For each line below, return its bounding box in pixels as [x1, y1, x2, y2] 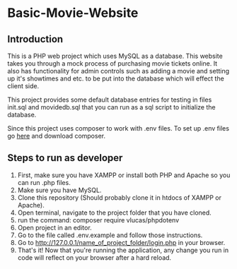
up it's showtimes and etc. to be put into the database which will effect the [7, 74, 224, 83]
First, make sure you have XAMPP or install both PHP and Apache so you [17, 171, 231, 179]
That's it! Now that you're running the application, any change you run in [17, 246, 229, 254]
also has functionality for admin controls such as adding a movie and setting [7, 67, 230, 75]
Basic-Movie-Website [7, 5, 139, 21]
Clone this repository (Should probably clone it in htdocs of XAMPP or [17, 193, 221, 202]
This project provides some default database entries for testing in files [7, 95, 212, 104]
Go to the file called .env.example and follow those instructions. [17, 231, 203, 239]
